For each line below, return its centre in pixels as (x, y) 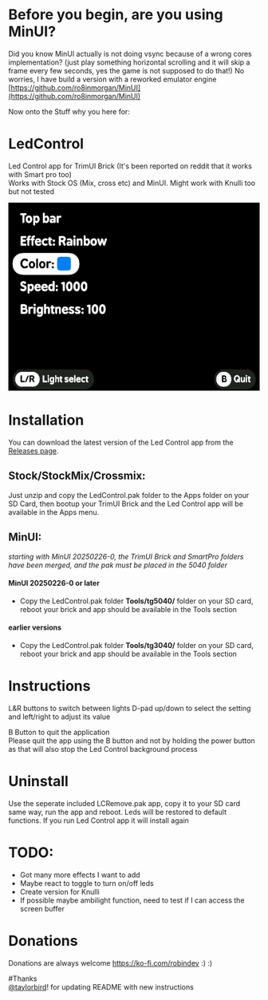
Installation (46, 420)
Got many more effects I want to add (80, 875)
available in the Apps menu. (54, 512)
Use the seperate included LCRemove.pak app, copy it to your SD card (124, 803)
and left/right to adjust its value (59, 717)
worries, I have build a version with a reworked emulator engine (112, 79)
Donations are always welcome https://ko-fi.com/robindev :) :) (110, 962)
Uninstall (39, 782)
